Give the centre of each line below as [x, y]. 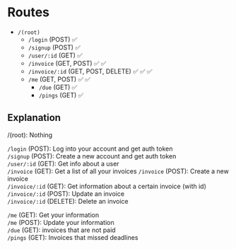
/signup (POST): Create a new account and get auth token [92, 156]
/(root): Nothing [30, 134]
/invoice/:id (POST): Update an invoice [66, 193]
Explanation [34, 118]
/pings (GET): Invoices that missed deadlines [73, 237]
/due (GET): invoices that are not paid [61, 230]
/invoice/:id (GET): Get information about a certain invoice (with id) [107, 186]
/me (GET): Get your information [53, 215]
